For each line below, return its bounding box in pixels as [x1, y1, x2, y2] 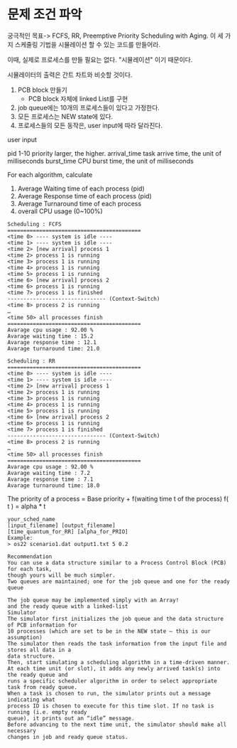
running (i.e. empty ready [7, 708, 87, 715]
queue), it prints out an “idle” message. [7, 715, 135, 722]
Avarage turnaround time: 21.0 [7, 345, 100, 352]
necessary [7, 727, 37, 734]
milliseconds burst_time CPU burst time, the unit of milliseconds [7, 156, 194, 165]
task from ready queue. [7, 683, 78, 690]
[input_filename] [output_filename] [7, 522, 116, 529]
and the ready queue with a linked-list [7, 602, 129, 610]
